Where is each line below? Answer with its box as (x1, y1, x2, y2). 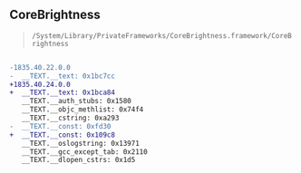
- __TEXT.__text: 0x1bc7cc (9, 72, 116, 81)
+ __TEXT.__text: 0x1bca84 (9, 88, 116, 98)
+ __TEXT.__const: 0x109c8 (9, 130, 116, 139)
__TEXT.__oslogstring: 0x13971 (21, 139, 141, 148)
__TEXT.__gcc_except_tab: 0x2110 (21, 147, 148, 157)
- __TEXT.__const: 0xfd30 (9, 121, 112, 130)
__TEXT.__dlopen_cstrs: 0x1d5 (21, 156, 136, 165)
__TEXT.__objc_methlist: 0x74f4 (21, 105, 144, 114)
